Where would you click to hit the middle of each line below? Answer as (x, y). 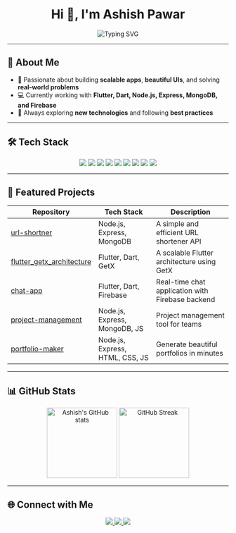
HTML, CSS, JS (123, 358)
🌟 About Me (33, 63)
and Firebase (37, 105)
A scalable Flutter (185, 253)
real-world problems (48, 87)
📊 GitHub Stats (41, 391)
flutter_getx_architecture (51, 262)
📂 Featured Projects (51, 192)
